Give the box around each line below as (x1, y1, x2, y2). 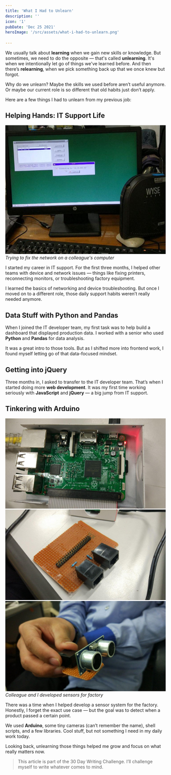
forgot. (5, 71, 19, 77)
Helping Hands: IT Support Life (5, 111, 105, 120)
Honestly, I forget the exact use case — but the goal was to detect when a (5, 707, 160, 713)
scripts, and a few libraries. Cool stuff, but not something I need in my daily (5, 728, 162, 734)
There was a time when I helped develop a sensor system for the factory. (5, 702, 159, 708)
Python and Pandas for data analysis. (5, 335, 85, 342)
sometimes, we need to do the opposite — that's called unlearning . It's (5, 55, 155, 61)
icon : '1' (5, 19, 26, 24)
